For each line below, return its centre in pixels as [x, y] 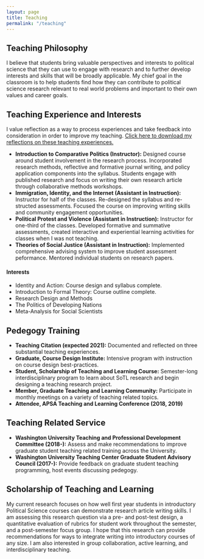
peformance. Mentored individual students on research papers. [94, 258]
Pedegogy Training [43, 331]
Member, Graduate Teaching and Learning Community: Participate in [104, 391]
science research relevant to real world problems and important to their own [102, 89]
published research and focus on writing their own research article [99, 180]
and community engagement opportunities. [69, 212]
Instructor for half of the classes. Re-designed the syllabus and [94, 199]
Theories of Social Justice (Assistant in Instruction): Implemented [100, 245]
